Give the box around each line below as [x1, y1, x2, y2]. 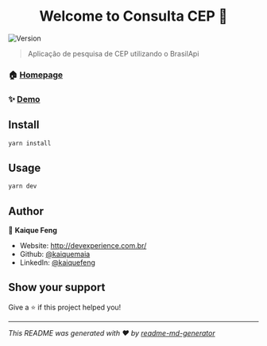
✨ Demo [8, 93, 41, 104]
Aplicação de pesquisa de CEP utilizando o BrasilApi [27, 49, 199, 58]
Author [8, 204, 44, 218]
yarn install [8, 139, 52, 147]
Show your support [8, 281, 106, 294]
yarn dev [8, 182, 37, 190]
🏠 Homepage [8, 69, 64, 80]
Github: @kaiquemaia [19, 249, 91, 259]
